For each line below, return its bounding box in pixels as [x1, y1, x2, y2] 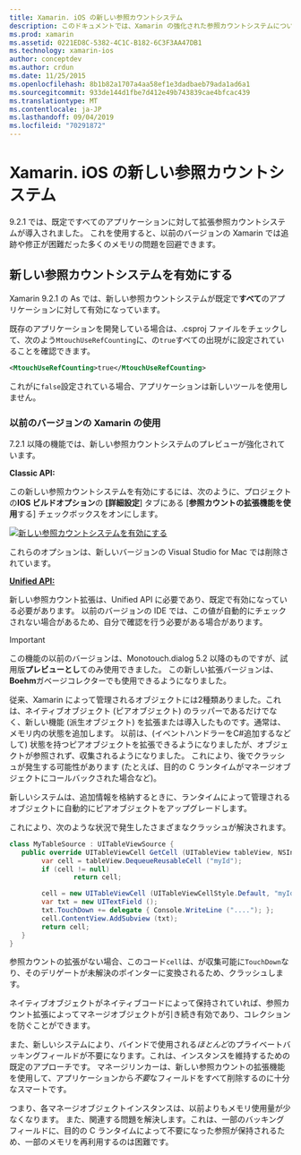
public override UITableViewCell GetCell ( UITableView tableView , [21, 848, 275, 857]
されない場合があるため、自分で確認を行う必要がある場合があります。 [9, 616, 268, 627]
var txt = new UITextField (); [41, 897, 159, 907]
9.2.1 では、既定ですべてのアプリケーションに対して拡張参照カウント [9, 216, 262, 227]
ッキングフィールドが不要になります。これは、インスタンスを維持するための [9, 1050, 291, 1061]
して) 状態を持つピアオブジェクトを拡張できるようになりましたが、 [9, 739, 258, 749]
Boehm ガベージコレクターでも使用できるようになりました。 [9, 675, 231, 686]
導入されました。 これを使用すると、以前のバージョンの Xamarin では [24, 227, 281, 238]
